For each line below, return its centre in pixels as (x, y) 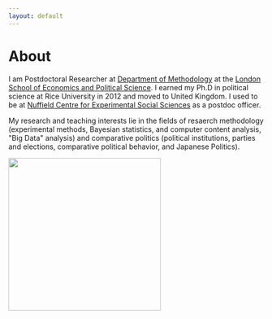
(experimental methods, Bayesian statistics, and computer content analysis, (135, 129)
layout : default (36, 16)
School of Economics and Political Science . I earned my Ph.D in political (129, 87)
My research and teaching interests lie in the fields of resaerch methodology (136, 120)
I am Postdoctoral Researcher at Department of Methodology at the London (135, 79)
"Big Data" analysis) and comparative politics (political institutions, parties (132, 138)
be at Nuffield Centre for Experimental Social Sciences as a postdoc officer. (135, 105)
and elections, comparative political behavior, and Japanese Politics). (124, 146)
